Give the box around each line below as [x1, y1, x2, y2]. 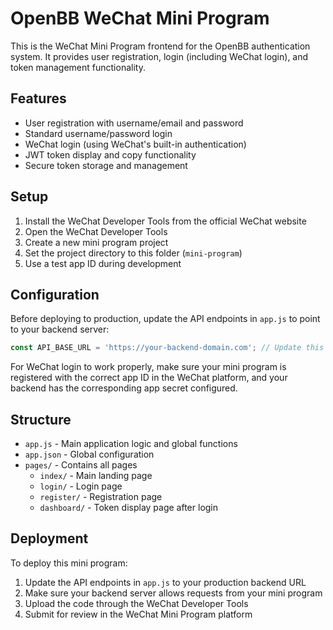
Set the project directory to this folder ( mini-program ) [24, 247, 243, 259]
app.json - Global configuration [24, 448, 155, 461]
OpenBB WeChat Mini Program [10, 7, 270, 30]
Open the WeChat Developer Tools [24, 225, 168, 237]
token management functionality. [10, 61, 146, 73]
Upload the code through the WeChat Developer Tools [24, 597, 249, 609]
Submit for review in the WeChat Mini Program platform [24, 608, 253, 620]
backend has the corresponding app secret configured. [10, 382, 238, 394]
